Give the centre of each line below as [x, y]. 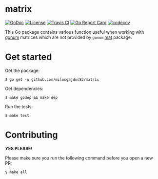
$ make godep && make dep [31, 97]
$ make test [17, 115]
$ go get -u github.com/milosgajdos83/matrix [52, 79]
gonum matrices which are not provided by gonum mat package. [69, 37]
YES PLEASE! [19, 148]
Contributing [31, 135]
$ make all [16, 172]
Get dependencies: [24, 89]
